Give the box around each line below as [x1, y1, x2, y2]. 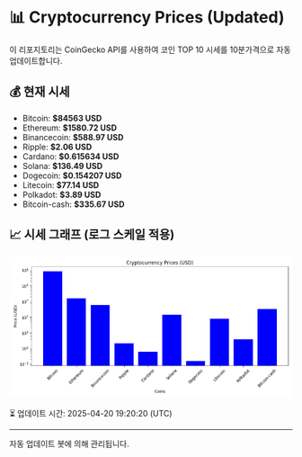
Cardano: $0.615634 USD [22, 150, 120, 162]
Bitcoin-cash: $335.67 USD [22, 199, 125, 210]
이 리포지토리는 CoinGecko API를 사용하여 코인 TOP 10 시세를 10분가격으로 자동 [9, 44, 291, 55]
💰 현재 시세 [9, 85, 70, 100]
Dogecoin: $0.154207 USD [22, 170, 122, 181]
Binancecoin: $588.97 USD [22, 131, 124, 142]
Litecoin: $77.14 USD [22, 179, 100, 190]
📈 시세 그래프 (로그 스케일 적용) [9, 227, 175, 243]
